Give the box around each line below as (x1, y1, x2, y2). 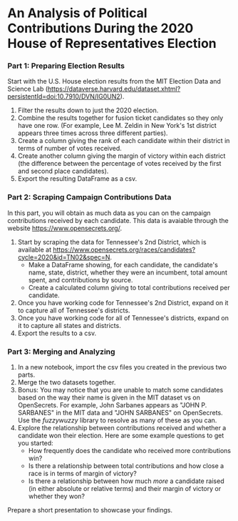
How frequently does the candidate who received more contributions (28, 447, 232, 455)
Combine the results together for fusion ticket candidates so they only (17, 114, 224, 122)
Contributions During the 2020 (7, 20, 194, 36)
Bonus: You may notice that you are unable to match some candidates (17, 386, 224, 395)
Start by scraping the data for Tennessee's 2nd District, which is (17, 237, 207, 246)
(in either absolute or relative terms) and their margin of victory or (28, 485, 222, 493)
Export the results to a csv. (17, 329, 97, 337)
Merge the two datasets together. (17, 378, 116, 387)
